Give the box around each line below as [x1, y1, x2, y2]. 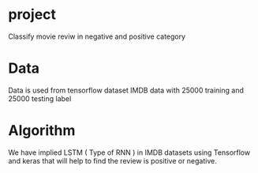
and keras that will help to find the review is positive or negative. [8, 156, 217, 165]
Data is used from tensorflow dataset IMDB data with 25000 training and [8, 85, 245, 95]
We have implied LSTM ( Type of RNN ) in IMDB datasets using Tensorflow [8, 148, 251, 157]
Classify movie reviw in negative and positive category [8, 32, 186, 41]
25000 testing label [8, 93, 72, 103]
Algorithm [8, 122, 76, 140]
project [8, 6, 57, 24]
